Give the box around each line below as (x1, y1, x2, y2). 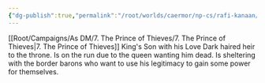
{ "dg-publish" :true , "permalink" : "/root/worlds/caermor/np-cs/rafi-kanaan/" (8, 11, 263, 20)
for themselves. (8, 66, 59, 76)
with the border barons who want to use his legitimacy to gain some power (8, 58, 251, 68)
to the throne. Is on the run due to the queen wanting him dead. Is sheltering (8, 50, 256, 59)
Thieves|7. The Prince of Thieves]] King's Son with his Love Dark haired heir (8, 41, 256, 51)
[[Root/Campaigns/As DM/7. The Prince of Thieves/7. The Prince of (8, 33, 226, 43)
